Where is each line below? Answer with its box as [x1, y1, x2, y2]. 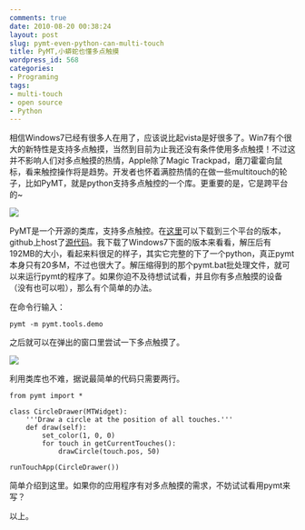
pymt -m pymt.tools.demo [9, 320, 103, 329]
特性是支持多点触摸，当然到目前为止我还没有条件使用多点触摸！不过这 [33, 144, 296, 155]
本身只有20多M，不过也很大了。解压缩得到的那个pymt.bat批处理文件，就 [9, 260, 283, 271]
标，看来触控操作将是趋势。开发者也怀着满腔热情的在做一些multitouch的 [9, 166, 280, 177]
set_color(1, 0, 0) [42, 431, 116, 441]
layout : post [9, 30, 59, 39]
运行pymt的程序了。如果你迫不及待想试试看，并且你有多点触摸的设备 [25, 271, 283, 282]
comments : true [9, 13, 67, 23]
